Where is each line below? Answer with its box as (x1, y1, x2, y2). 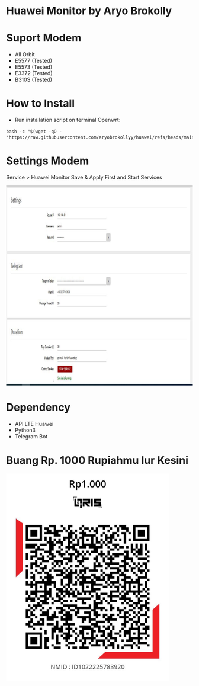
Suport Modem (6, 31, 82, 45)
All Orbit (14, 51, 35, 58)
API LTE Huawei (14, 420, 54, 427)
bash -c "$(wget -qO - (6, 129, 62, 134)
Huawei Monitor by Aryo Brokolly (6, 4, 172, 18)
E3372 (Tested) (14, 70, 53, 77)
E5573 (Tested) (14, 63, 52, 70)
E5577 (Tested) (14, 57, 52, 65)
